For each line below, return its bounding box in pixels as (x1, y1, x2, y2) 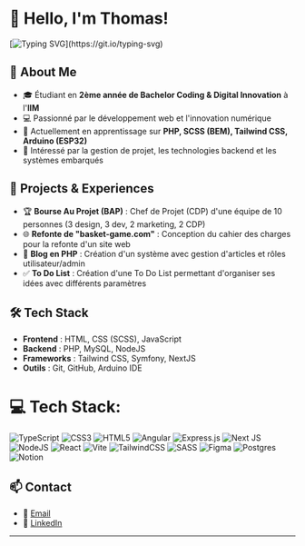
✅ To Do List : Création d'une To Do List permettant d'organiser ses (22, 267, 276, 278)
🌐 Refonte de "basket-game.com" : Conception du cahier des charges (22, 228, 291, 239)
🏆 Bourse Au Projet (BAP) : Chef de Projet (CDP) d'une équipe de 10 (22, 205, 283, 216)
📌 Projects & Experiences (9, 181, 154, 196)
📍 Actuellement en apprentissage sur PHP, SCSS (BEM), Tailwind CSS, (22, 125, 289, 136)
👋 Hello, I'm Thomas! (9, 8, 169, 29)
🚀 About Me (9, 65, 77, 80)
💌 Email (22, 508, 52, 519)
